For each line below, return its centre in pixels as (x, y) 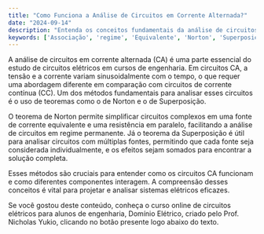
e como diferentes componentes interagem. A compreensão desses (118, 182)
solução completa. (38, 159)
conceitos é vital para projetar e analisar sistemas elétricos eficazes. (119, 190)
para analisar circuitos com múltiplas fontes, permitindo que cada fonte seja (131, 141)
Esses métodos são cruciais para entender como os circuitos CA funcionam (131, 174)
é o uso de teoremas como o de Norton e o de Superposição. (107, 101)
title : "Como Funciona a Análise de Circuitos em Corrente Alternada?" (128, 15)
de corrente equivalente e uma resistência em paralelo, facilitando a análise (130, 125)
